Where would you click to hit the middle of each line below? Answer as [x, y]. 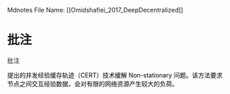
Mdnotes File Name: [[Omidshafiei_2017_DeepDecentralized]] [95, 10]
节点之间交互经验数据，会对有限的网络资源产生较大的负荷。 [93, 84]
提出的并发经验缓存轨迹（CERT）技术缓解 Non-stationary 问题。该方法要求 [115, 75]
